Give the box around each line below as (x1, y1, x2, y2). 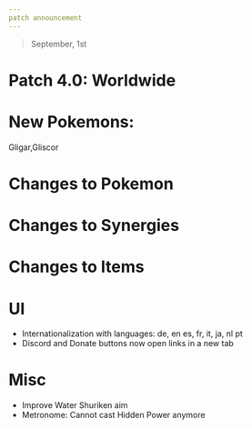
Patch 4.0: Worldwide (8, 70, 176, 91)
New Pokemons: (8, 112, 135, 132)
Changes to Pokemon (8, 174, 174, 194)
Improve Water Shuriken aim (21, 400, 128, 411)
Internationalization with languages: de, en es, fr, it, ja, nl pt (21, 328, 243, 339)
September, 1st (30, 38, 87, 49)
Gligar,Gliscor (8, 142, 59, 153)
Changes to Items (8, 256, 145, 277)
